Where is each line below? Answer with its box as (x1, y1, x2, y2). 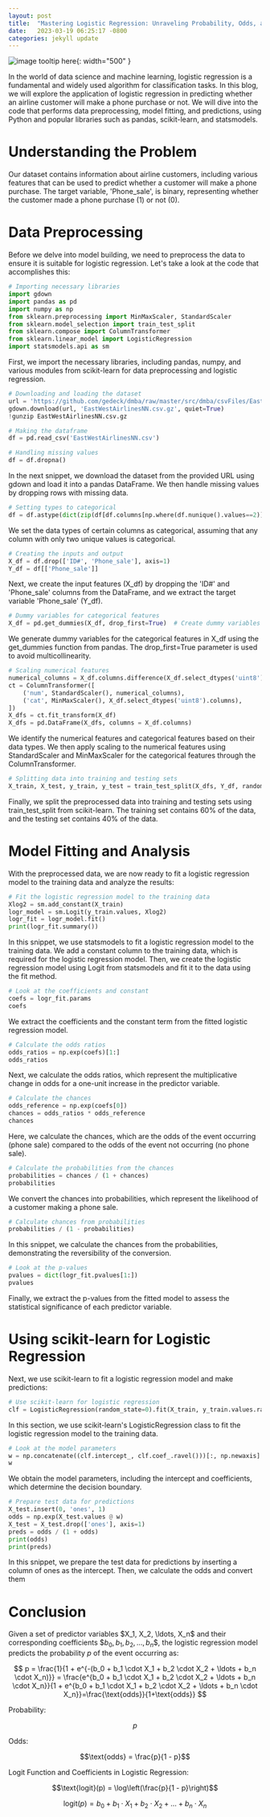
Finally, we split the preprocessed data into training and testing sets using (8, 796, 252, 806)
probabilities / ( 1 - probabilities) (8, 1225, 135, 1233)
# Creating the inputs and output (8, 549, 125, 558)
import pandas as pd (8, 297, 78, 306)
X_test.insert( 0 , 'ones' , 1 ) (8, 1505, 106, 1513)
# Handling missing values (8, 448, 99, 457)
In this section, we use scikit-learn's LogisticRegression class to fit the (8, 1420, 241, 1430)
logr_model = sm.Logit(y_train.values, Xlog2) (8, 907, 167, 916)
